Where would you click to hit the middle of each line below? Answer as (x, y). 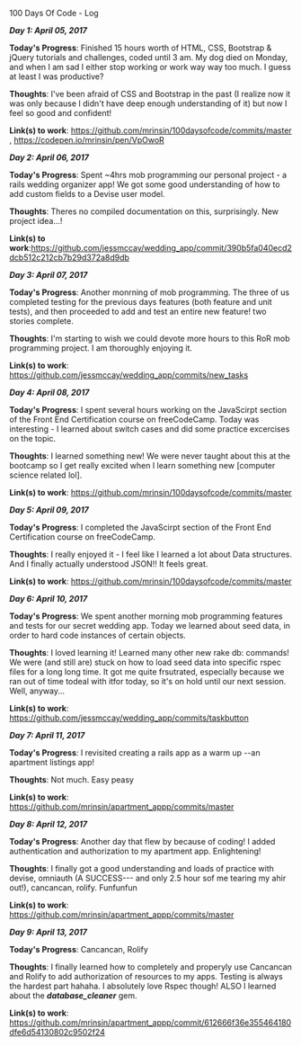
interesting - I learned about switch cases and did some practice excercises (150, 429)
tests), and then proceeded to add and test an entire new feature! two (138, 311)
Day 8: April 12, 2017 (49, 824)
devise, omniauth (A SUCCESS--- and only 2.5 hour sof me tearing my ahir (148, 878)
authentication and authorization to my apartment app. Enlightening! (135, 851)
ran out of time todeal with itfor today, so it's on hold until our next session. (148, 681)
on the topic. (33, 438)
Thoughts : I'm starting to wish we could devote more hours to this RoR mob (150, 338)
